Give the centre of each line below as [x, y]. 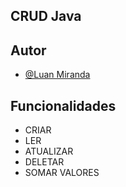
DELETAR [44, 162]
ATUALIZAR [49, 151]
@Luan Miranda [57, 75]
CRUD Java [46, 16]
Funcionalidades [63, 105]
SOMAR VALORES [62, 173]
